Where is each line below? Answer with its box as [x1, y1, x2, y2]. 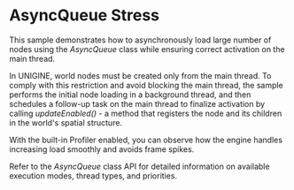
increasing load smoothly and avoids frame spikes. [9, 143, 195, 155]
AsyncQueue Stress [9, 5, 159, 26]
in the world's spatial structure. [9, 117, 122, 128]
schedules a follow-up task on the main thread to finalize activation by [9, 98, 266, 109]
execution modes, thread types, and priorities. [9, 170, 178, 181]
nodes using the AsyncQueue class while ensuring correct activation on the [9, 43, 285, 54]
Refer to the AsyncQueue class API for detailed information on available [9, 161, 270, 171]
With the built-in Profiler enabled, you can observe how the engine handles [9, 134, 283, 145]
